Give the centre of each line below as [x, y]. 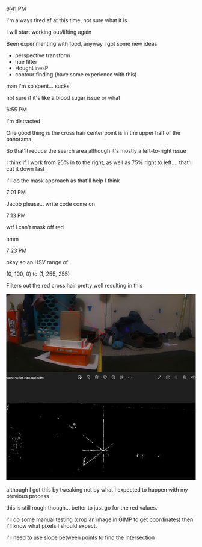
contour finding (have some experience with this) [76, 74]
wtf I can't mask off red [35, 227]
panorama [19, 139]
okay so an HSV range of [37, 262]
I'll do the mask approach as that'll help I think [63, 181]
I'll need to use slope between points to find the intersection [81, 537]
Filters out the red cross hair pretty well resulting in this [75, 286]
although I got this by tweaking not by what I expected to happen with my [97, 489]
